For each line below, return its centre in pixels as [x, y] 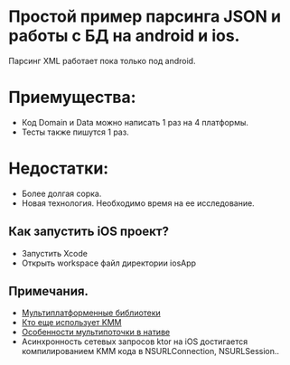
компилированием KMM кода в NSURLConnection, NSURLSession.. [150, 351]
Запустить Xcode [54, 253]
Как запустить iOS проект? [89, 232]
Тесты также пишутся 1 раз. [75, 132]
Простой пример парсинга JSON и [145, 17]
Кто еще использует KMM [71, 323]
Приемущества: [72, 98]
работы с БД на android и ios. [124, 36]
